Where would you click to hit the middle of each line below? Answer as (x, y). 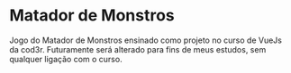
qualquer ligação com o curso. (66, 59)
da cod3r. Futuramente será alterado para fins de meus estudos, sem (138, 49)
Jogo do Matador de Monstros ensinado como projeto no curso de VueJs (145, 40)
